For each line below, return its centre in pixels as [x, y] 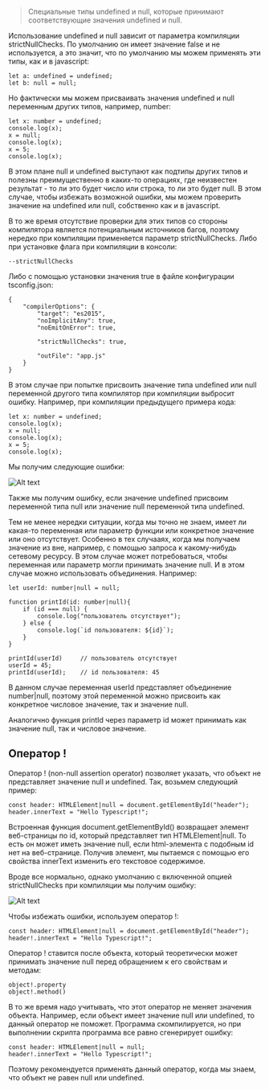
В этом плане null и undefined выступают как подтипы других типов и [128, 171]
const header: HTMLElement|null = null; [77, 1047]
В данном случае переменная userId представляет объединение [120, 687]
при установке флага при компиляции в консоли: [93, 247]
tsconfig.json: [31, 285]
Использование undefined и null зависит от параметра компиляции [124, 36]
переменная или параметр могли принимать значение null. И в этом [126, 565]
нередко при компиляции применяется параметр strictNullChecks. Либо [133, 238]
